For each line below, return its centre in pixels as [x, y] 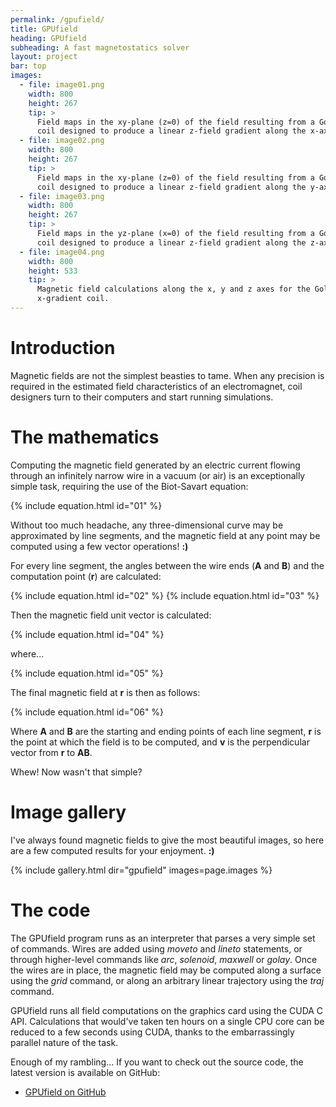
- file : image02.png [62, 141]
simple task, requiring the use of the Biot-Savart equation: [129, 486]
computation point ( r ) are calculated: [86, 576]
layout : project [44, 57]
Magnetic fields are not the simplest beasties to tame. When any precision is [167, 375]
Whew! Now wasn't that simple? [76, 772]
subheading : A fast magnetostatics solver [100, 47]
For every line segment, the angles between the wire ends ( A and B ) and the [167, 565]
